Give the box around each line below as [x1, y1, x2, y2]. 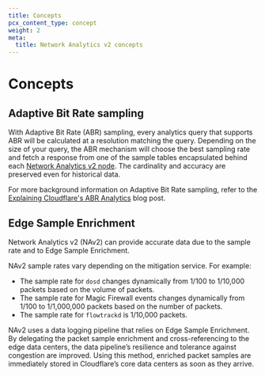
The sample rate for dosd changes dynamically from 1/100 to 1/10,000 [19, 276, 245, 286]
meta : [8, 33, 26, 42]
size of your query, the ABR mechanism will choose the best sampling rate [8, 144, 251, 154]
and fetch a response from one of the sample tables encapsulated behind [8, 153, 248, 162]
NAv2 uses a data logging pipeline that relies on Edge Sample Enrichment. [8, 325, 250, 335]
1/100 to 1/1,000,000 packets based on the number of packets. [19, 302, 223, 311]
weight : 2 [8, 26, 41, 34]
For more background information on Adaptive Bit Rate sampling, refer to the [8, 185, 258, 195]
